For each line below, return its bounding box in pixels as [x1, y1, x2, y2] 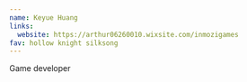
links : [9, 22, 34, 31]
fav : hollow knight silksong [9, 38, 119, 48]
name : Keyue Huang [9, 13, 78, 23]
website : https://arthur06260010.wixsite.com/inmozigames [17, 30, 240, 39]
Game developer [9, 63, 71, 74]
